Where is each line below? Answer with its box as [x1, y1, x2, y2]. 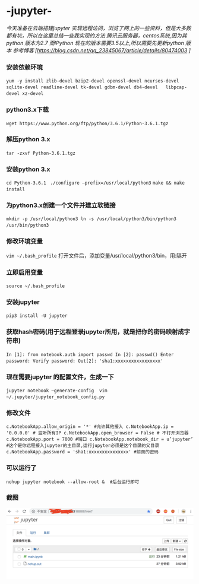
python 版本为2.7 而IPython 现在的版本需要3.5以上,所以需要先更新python [6, 39, 184, 46]
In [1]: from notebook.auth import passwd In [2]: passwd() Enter [6, 351, 174, 357]
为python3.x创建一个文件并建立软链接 [6, 201, 116, 210]
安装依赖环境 [6, 63, 43, 71]
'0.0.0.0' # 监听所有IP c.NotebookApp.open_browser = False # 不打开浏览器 [6, 430, 189, 436]
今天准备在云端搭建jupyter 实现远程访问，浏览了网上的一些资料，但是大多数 [6, 24, 191, 31]
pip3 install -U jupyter [6, 313, 68, 319]
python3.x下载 [6, 106, 49, 114]
